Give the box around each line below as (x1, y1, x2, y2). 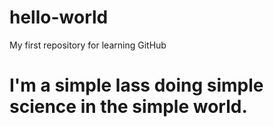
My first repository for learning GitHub (9, 39, 167, 51)
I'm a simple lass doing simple (9, 74, 264, 97)
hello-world (9, 6, 109, 29)
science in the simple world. (9, 96, 248, 118)
